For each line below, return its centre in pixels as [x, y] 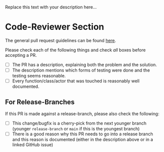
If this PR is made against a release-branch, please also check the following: [82, 114]
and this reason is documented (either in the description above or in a [82, 140]
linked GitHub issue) [33, 145]
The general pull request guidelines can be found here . [61, 40]
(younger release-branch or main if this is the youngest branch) [76, 129]
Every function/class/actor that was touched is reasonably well [76, 81]
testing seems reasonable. [39, 76]
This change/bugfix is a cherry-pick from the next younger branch [79, 123]
